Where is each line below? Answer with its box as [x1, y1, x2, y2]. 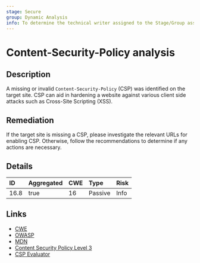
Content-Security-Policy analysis [6, 45, 176, 59]
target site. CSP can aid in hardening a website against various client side [6, 91, 186, 99]
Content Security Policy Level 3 [14, 244, 92, 251]
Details [6, 161, 33, 171]
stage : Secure [6, 8, 42, 15]
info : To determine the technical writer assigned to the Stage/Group [6, 20, 185, 26]
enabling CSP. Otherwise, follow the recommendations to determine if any [6, 137, 187, 145]
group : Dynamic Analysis [6, 14, 68, 20]
